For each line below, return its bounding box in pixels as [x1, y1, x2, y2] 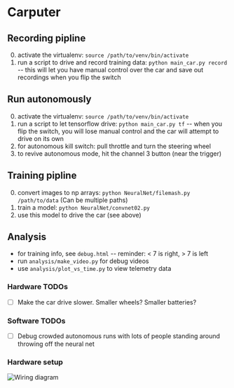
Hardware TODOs [7, 282, 69, 292]
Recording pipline [7, 32, 86, 44]
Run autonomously [7, 93, 92, 105]
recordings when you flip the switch [17, 73, 121, 81]
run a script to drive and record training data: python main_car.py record [17, 58, 228, 67]
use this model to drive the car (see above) [17, 210, 142, 219]
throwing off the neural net [17, 340, 95, 348]
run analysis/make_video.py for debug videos [17, 257, 149, 265]
